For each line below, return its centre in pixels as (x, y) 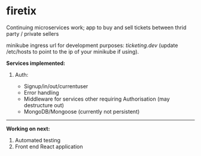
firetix (22, 11)
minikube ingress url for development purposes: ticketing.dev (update (92, 45)
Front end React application (49, 146)
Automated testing (38, 140)
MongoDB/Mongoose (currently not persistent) (82, 111)
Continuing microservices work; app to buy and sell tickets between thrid (96, 27)
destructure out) (44, 105)
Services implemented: (36, 63)
